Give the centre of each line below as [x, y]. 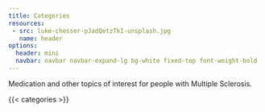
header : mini [37, 53]
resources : [27, 23]
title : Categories [39, 16]
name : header [41, 38]
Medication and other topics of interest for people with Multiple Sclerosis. [130, 83]
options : [23, 46]
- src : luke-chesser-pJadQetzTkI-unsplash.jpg [91, 31]
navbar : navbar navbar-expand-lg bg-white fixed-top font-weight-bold [137, 61]
